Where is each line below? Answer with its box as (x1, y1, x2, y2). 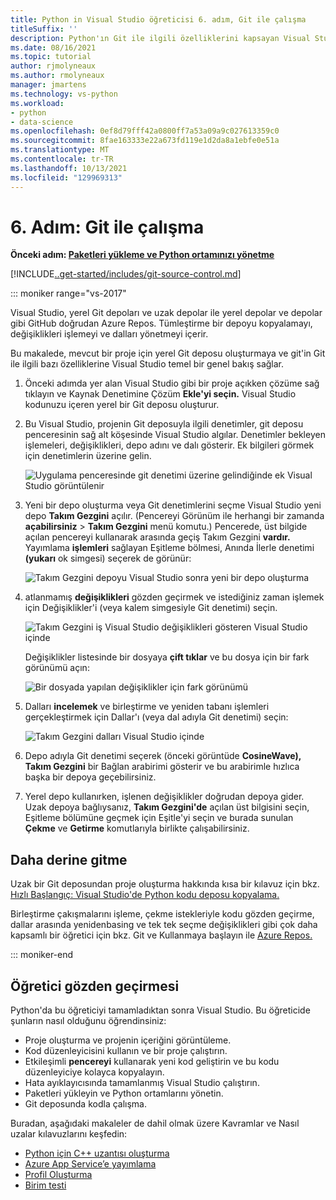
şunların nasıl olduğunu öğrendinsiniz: (10, 1015, 167, 1027)
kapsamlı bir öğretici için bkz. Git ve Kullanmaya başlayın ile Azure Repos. (10, 929, 313, 941)
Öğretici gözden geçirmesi (10, 977, 180, 995)
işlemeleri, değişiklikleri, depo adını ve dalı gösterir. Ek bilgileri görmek (24, 439, 315, 451)
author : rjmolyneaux (10, 61, 97, 71)
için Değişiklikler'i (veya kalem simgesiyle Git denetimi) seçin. (24, 602, 278, 614)
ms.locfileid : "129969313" (10, 172, 123, 183)
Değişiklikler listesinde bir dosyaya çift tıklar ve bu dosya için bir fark (24, 651, 310, 663)
